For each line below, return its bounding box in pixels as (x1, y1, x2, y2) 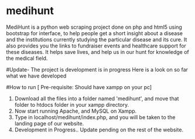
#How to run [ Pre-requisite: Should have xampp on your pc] (6, 83, 152, 90)
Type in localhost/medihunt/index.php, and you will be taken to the (14, 113, 176, 121)
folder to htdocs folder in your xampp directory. (14, 101, 129, 108)
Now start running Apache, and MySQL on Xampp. (14, 107, 137, 114)
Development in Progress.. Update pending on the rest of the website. (14, 126, 183, 133)
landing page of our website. (14, 120, 84, 127)
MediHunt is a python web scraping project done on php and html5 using (6, 23, 183, 30)
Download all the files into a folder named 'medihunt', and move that (14, 95, 179, 102)
